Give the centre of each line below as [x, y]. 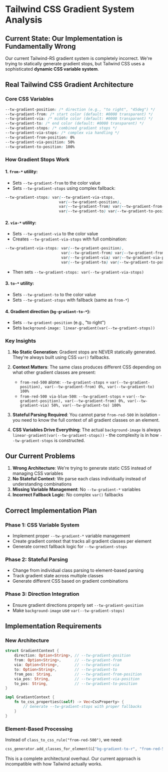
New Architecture [27, 640]
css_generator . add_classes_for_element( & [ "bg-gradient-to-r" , [71, 749]
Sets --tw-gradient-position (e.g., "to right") [59, 323]
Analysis [24, 20]
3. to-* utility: [20, 283]
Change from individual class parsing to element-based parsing [78, 570]
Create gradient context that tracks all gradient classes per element [82, 541]
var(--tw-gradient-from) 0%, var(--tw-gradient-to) [100, 387]
